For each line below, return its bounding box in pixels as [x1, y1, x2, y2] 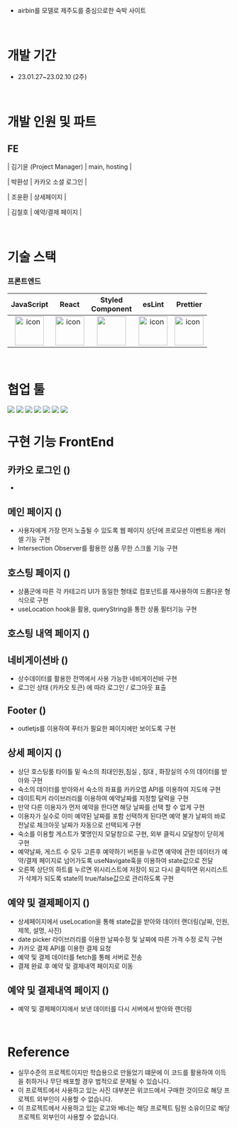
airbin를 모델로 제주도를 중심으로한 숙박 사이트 [17, 6, 147, 14]
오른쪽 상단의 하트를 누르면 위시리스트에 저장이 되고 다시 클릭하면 [17, 865, 198, 874]
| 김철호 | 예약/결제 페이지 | [7, 207, 82, 216]
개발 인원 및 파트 [7, 114, 97, 130]
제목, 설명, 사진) [17, 926, 62, 934]
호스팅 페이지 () [7, 567, 71, 579]
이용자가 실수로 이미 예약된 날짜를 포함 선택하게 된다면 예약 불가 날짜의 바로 [17, 811, 226, 820]
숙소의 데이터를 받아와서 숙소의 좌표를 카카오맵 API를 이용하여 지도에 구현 [17, 785, 221, 793]
